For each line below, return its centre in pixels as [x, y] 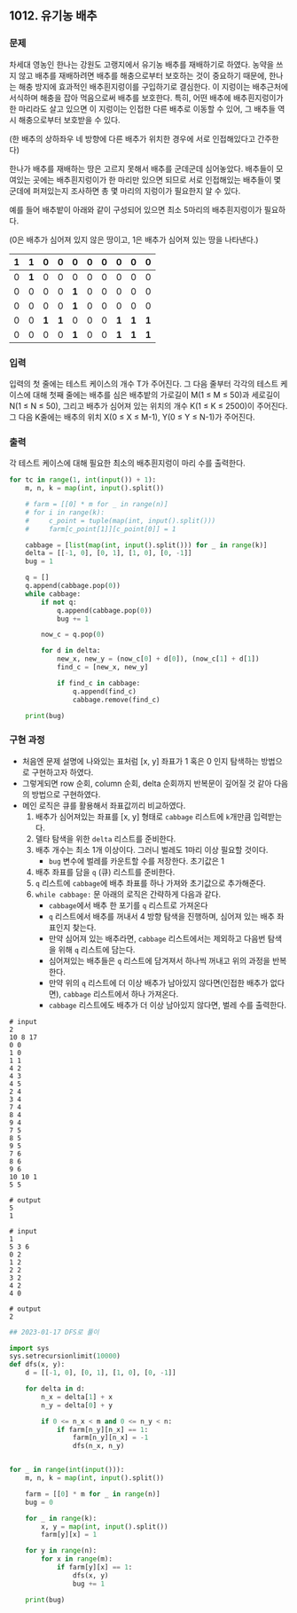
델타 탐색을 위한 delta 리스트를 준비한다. [106, 838]
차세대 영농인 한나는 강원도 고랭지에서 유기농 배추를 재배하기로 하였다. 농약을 [142, 64]
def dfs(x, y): [37, 1365]
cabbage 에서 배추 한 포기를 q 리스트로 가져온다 [128, 905]
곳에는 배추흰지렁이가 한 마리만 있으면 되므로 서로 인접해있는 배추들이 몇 [157, 179]
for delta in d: [55, 1389]
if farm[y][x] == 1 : [94, 1568]
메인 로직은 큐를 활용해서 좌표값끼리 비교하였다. [104, 805]
